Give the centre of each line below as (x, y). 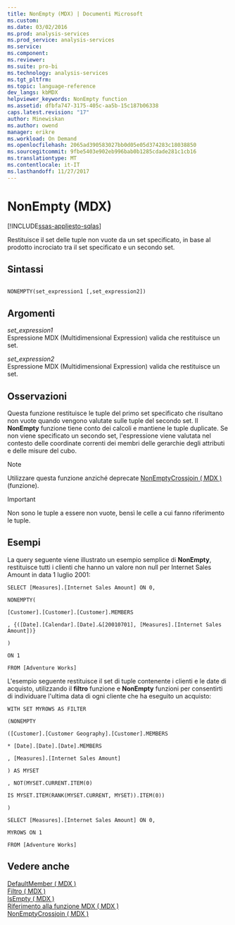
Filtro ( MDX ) (27, 891)
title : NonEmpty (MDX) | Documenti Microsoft (75, 14)
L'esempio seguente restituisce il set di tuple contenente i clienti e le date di (117, 681)
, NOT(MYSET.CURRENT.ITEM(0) (50, 783)
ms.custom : (23, 20)
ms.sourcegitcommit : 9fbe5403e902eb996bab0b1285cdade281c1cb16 (102, 152)
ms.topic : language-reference (52, 86)
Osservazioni (37, 396)
